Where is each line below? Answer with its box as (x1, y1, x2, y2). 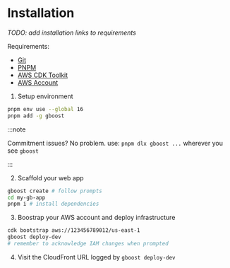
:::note (7, 125, 26, 134)
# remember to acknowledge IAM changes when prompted (7, 240, 169, 247)
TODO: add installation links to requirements (7, 28, 136, 37)
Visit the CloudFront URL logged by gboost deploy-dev (17, 252, 176, 261)
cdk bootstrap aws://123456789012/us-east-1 (7, 227, 140, 234)
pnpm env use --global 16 (7, 105, 83, 112)
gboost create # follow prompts (7, 187, 102, 194)
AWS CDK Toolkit (17, 71, 68, 79)
